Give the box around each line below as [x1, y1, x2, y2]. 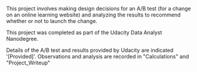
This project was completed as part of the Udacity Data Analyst [6, 29, 162, 36]
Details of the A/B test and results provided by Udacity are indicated [6, 47, 174, 54]
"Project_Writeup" [6, 59, 51, 66]
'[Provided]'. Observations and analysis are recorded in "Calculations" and [6, 53, 189, 60]
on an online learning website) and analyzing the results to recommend [6, 11, 181, 18]
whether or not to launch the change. [6, 18, 97, 24]
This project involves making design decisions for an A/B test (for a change [6, 5, 191, 12]
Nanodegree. [6, 35, 39, 42]
